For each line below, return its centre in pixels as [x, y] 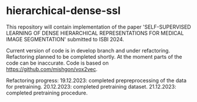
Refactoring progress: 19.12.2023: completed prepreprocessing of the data [96, 80]
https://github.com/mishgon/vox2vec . [52, 69]
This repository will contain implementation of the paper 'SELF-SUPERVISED [98, 27]
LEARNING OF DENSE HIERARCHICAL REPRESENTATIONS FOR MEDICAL [95, 33]
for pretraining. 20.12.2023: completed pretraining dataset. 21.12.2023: [91, 86]
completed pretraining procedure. [47, 93]
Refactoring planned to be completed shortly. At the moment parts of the [94, 57]
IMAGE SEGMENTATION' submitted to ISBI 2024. [65, 39]
